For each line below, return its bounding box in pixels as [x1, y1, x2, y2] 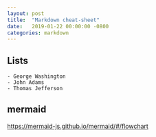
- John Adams [7, 79, 45, 86]
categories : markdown [7, 29, 69, 36]
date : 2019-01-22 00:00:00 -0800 [7, 23, 109, 30]
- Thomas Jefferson [7, 85, 63, 92]
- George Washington [7, 73, 67, 80]
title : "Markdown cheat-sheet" [7, 17, 100, 23]
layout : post [7, 10, 45, 17]
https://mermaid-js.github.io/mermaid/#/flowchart [7, 122, 149, 130]
